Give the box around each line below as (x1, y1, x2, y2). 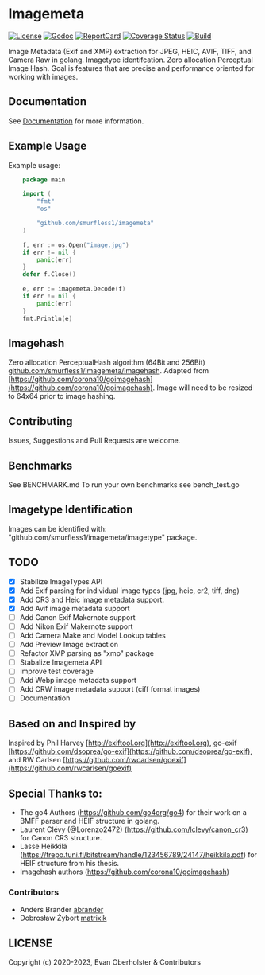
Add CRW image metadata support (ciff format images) (19, 684, 201, 694)
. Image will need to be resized (152, 383, 253, 392)
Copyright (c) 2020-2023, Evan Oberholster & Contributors (8, 957, 201, 967)
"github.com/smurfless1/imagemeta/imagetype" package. (8, 532, 198, 542)
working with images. (8, 72, 79, 81)
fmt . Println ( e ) (22, 314, 73, 322)
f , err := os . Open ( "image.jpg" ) (22, 240, 129, 249)
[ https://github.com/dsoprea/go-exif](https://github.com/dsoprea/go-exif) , (8, 747, 252, 756)
